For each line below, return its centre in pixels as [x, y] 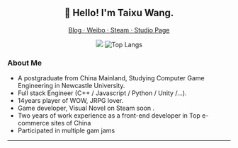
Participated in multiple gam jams [66, 130]
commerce [33, 123]
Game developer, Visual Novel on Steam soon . [86, 108]
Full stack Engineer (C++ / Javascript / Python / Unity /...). [102, 93]
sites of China [71, 123]
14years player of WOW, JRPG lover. [70, 101]
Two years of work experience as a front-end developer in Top [109, 116]
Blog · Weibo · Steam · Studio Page [119, 30]
